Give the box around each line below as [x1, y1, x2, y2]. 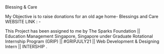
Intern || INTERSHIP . [5, 44, 48, 49]
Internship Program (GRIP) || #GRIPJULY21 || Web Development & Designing [5, 38, 160, 44]
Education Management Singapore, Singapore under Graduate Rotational [5, 34, 153, 39]
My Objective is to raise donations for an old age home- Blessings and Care [5, 14, 159, 19]
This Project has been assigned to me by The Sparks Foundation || [5, 28, 140, 34]
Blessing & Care [5, 4, 37, 10]
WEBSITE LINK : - [5, 19, 41, 24]
